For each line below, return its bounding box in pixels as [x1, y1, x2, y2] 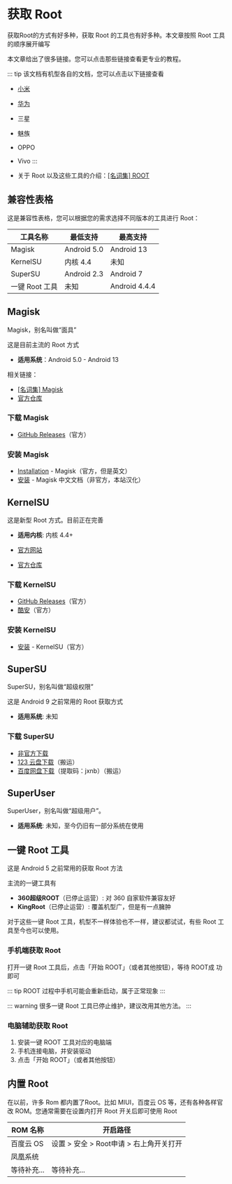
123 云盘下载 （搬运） [17, 758, 79, 766]
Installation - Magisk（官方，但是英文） [17, 467, 131, 476]
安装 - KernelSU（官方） [17, 643, 88, 651]
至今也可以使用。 [13, 927, 63, 935]
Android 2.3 [64, 269, 103, 278]
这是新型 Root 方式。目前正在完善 [7, 516, 104, 524]
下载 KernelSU [7, 579, 57, 589]
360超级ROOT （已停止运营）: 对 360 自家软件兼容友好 [17, 894, 176, 902]
